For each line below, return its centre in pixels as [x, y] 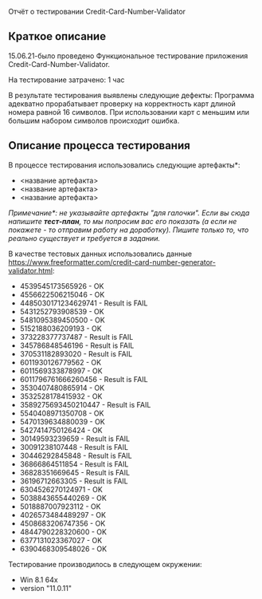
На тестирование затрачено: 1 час [66, 80]
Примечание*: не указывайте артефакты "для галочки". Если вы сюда [129, 213]
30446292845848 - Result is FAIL [76, 455]
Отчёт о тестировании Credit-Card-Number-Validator [97, 12]
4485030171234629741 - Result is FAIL [84, 303]
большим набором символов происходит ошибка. [94, 120]
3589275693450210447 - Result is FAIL [85, 404]
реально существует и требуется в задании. [84, 238]
